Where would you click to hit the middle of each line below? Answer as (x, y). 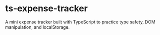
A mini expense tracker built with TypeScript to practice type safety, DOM (80, 22)
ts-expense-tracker (47, 9)
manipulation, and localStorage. (38, 27)
